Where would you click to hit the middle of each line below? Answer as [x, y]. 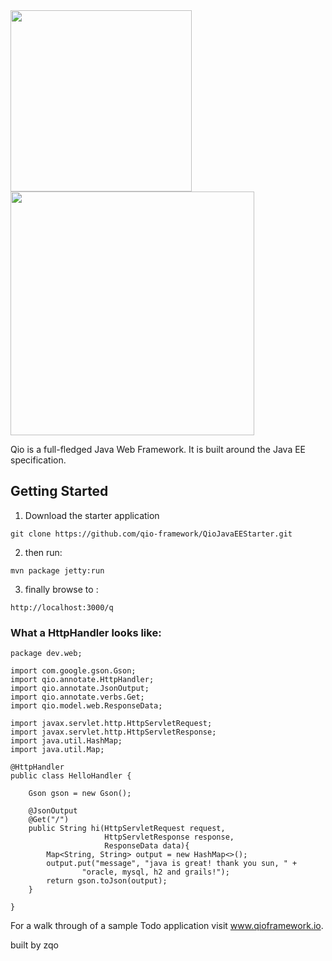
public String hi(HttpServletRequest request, [127, 829]
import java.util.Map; [57, 750]
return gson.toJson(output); [107, 881]
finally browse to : [61, 589]
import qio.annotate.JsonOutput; [80, 689]
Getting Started [59, 491]
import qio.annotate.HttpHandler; [82, 680]
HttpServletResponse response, [169, 837]
